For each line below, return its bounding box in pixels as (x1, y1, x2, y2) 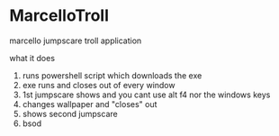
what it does (9, 52, 56, 63)
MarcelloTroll (9, 5, 110, 26)
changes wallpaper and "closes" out (22, 98, 157, 109)
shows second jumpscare (22, 108, 119, 119)
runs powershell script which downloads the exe (22, 69, 202, 81)
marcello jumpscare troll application (9, 35, 142, 46)
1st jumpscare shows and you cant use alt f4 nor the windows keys (22, 89, 271, 100)
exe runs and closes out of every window (22, 79, 175, 90)
